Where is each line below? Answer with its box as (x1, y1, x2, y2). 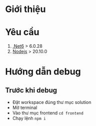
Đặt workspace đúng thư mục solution (12, 99, 91, 105)
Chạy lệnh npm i (12, 115, 46, 121)
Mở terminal (12, 104, 37, 111)
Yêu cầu (5, 27, 39, 38)
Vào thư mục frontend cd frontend (12, 110, 83, 116)
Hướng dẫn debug (5, 66, 81, 77)
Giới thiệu (5, 4, 46, 15)
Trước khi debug (5, 86, 57, 94)
